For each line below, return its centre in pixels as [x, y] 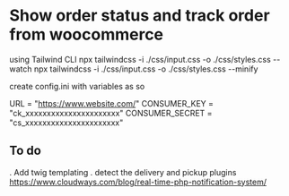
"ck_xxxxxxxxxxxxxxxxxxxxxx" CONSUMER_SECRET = [111, 113]
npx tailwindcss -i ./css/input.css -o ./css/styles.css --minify [146, 69]
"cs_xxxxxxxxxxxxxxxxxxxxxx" [66, 123]
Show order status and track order [140, 16]
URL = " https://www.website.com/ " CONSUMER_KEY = [111, 103]
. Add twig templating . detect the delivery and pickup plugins [123, 172]
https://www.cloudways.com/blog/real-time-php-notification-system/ [138, 182]
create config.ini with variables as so [77, 86]
